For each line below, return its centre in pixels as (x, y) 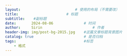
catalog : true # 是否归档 (54, 37)
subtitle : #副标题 (26, 19)
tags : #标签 (49, 41)
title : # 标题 (42, 14)
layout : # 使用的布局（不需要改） (62, 9)
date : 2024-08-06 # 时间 (50, 23)
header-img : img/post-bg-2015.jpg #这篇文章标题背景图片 (64, 32)
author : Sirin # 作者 (55, 28)
